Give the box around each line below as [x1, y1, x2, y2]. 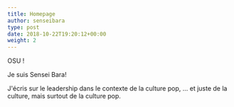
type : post [7, 24, 40, 31]
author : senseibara [7, 17, 65, 24]
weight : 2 [7, 37, 37, 44]
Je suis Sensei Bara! [7, 71, 67, 79]
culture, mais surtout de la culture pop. [7, 92, 121, 101]
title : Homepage [7, 10, 55, 18]
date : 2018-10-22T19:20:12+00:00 [7, 30, 107, 38]
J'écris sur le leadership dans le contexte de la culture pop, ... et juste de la [7, 84, 228, 93]
